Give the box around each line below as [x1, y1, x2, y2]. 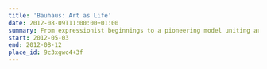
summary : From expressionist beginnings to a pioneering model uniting [8, 26, 250, 34]
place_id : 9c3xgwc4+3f [8, 48, 83, 56]
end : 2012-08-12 [8, 41, 62, 49]
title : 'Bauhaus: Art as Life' [8, 11, 112, 20]
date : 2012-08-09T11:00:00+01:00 [8, 19, 119, 27]
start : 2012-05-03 [8, 33, 69, 42]
